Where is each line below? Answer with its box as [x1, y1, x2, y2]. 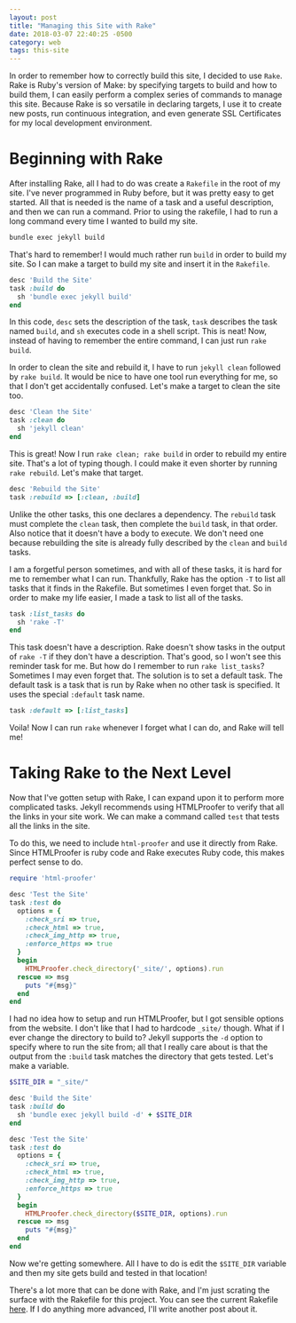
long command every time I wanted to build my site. [9, 216, 199, 227]
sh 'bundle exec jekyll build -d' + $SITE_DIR [17, 1110, 192, 1120]
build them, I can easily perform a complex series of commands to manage [9, 90, 283, 100]
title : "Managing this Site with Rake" [9, 21, 157, 30]
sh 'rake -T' [17, 618, 66, 626]
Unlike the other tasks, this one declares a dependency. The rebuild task [9, 508, 277, 520]
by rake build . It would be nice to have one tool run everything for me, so [9, 371, 278, 382]
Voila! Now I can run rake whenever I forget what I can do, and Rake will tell [9, 722, 284, 733]
